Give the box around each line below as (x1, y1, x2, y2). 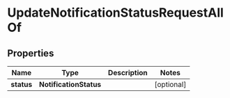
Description (107, 68, 148, 77)
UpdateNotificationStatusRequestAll (7, 5, 224, 21)
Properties (7, 47, 54, 59)
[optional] (154, 80, 187, 89)
